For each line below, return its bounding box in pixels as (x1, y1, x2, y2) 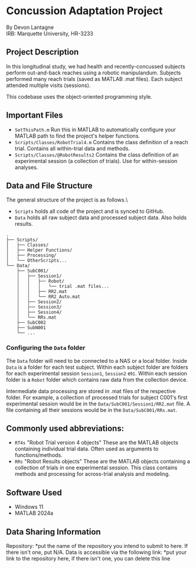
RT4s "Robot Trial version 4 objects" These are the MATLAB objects (14, 439, 179, 446)
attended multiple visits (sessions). (6, 82, 91, 89)
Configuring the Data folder (6, 344, 86, 352)
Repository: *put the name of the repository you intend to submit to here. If (6, 543, 188, 550)
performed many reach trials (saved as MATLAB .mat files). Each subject (6, 75, 183, 82)
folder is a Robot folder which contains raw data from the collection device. (6, 376, 188, 383)
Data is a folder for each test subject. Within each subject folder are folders (6, 363, 188, 371)
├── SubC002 (17, 320, 46, 326)
